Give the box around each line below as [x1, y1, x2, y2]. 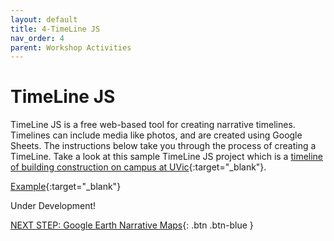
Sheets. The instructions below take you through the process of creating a [10, 140, 317, 152]
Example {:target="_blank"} [10, 181, 122, 193]
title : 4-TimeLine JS [10, 24, 101, 34]
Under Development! [10, 200, 97, 212]
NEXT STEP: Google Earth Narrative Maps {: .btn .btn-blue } [10, 219, 254, 231]
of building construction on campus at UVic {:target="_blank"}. [10, 161, 267, 173]
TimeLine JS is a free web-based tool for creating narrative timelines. [10, 119, 296, 131]
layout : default [10, 14, 78, 25]
